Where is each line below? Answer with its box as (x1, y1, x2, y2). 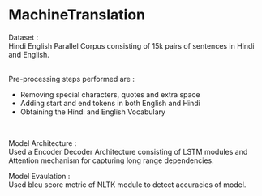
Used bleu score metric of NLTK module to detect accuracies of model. (8, 180, 247, 190)
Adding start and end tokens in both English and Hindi (19, 98, 200, 108)
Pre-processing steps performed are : (8, 74, 135, 83)
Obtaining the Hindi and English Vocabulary (19, 107, 166, 117)
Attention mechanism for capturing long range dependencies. (8, 156, 215, 165)
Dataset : (8, 32, 39, 42)
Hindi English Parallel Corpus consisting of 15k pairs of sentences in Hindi (8, 40, 255, 50)
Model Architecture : (8, 138, 77, 147)
